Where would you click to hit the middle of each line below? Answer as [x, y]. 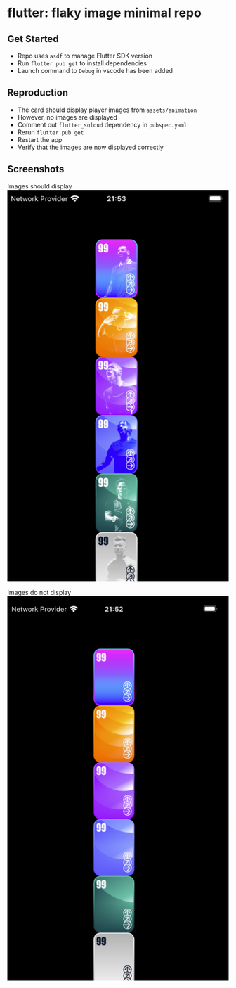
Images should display [40, 186]
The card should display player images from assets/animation [107, 110]
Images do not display [39, 592]
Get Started [33, 39]
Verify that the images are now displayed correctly [90, 147]
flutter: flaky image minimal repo [104, 13]
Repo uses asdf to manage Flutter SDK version [85, 56]
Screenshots [36, 169]
